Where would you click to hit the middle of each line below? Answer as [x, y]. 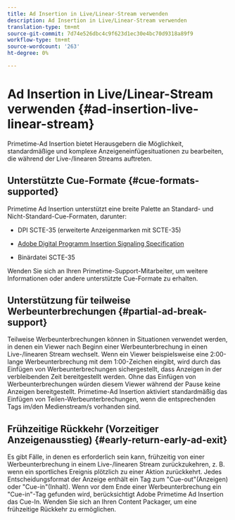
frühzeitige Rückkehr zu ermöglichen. [62, 509]
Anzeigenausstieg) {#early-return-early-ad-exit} [118, 440]
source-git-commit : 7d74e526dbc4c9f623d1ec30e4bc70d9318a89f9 [100, 33]
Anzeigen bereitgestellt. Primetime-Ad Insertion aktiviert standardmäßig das [118, 392]
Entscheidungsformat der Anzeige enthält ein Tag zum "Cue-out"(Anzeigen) [118, 479]
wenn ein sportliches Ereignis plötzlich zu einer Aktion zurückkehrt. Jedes [115, 472]
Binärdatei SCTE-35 [46, 257]
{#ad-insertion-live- [138, 109]
